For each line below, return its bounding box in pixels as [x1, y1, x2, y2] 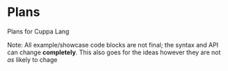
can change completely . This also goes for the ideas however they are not [7, 48, 221, 56]
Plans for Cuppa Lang [7, 27, 70, 35]
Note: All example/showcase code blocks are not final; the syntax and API [7, 40, 219, 49]
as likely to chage [7, 55, 58, 63]
